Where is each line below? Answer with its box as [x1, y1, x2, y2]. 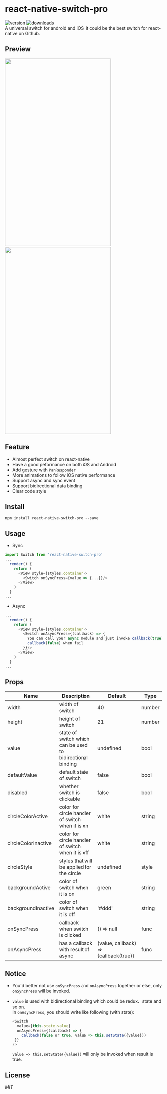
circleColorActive [7, 813, 48, 820]
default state [59, 769, 88, 776]
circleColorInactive [7, 840, 52, 847]
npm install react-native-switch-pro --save [5, 516, 99, 521]
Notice [5, 969, 26, 978]
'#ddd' [97, 905, 113, 912]
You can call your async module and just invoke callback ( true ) [27, 636, 164, 641]
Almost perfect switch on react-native [12, 456, 90, 462]
